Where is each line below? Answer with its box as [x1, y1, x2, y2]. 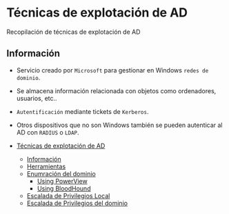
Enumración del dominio [26, 169, 96, 177]
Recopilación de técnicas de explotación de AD [6, 28, 141, 36]
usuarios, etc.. [16, 94, 57, 102]
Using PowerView [37, 177, 88, 185]
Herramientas [26, 162, 66, 171]
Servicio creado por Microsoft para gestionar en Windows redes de [16, 66, 209, 74]
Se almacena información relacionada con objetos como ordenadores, [16, 86, 217, 95]
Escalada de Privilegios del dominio [26, 199, 128, 207]
